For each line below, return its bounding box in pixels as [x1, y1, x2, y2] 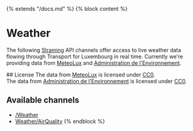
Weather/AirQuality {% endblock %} [15, 118, 105, 125]
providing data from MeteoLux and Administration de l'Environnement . [6, 59, 182, 66]
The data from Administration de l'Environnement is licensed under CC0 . [6, 77, 188, 84]
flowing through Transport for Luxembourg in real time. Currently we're [6, 53, 183, 60]
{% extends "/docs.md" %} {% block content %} [6, 5, 128, 12]
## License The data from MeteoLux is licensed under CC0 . [6, 71, 155, 78]
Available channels [6, 95, 80, 106]
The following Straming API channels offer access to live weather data [6, 46, 182, 53]
